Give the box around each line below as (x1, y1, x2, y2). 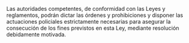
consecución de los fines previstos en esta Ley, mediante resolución (6, 24, 180, 31)
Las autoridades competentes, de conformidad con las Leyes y (6, 5, 166, 12)
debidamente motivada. (6, 31, 66, 38)
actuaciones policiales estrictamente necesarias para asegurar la (6, 18, 171, 25)
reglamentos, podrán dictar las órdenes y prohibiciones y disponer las (6, 12, 183, 19)
